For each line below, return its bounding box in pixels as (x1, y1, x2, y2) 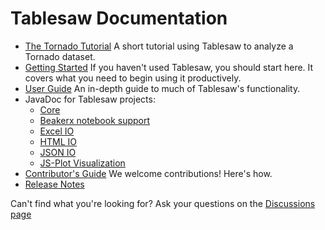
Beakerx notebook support (39, 114, 151, 126)
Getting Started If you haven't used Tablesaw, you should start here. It (24, 61, 314, 73)
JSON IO (39, 146, 77, 158)
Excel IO (39, 125, 75, 137)
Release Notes (24, 178, 85, 190)
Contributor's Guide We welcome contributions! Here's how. (24, 167, 273, 179)
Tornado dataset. (24, 50, 96, 62)
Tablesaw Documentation (10, 7, 228, 30)
